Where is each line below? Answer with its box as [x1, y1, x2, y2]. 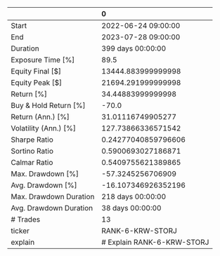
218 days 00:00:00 [101, 192, 167, 201]
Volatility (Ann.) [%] [11, 123, 76, 133]
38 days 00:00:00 [101, 203, 162, 213]
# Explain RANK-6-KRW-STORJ [101, 238, 209, 247]
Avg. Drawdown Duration [11, 203, 93, 213]
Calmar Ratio [11, 158, 53, 167]
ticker [11, 226, 30, 236]
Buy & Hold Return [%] [11, 101, 86, 110]
